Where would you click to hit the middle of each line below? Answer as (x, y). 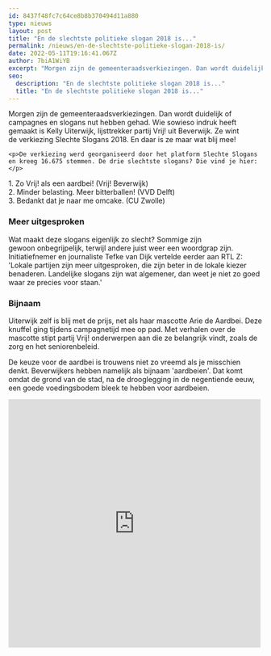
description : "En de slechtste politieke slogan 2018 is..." (121, 83)
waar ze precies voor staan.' (55, 282)
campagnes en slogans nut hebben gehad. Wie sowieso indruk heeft (123, 123)
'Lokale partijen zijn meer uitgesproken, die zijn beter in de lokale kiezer (128, 265)
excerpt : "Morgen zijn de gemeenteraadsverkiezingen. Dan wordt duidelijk (137, 69)
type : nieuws (30, 23)
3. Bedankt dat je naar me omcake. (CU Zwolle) (87, 201)
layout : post (30, 31)
